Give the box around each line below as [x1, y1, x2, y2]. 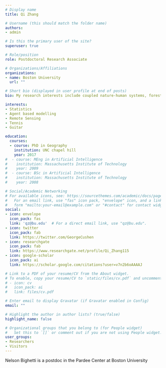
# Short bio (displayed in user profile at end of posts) [5, 88, 127, 94]
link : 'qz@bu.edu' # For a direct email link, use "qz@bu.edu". [9, 221, 147, 226]
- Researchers [5, 339, 35, 344]
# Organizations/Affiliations [5, 66, 68, 71]
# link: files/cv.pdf [5, 289, 54, 294]
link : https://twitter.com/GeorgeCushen [9, 235, 94, 240]
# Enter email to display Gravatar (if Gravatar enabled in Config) [5, 298, 149, 304]
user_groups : [5, 334, 32, 340]
